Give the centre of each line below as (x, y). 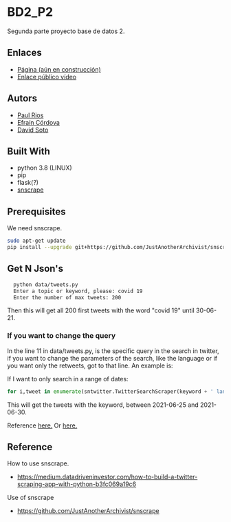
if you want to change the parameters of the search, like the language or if (112, 358)
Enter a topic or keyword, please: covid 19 (78, 291)
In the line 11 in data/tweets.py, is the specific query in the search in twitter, (113, 351)
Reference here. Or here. (42, 425)
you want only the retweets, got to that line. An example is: (90, 365)
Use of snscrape (31, 498)
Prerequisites (36, 211)
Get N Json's (35, 269)
